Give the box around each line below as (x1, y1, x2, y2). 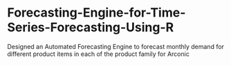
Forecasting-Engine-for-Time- (7, 5, 186, 21)
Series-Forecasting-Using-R (7, 19, 174, 35)
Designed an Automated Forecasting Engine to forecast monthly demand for (7, 42, 225, 50)
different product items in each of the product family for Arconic (7, 50, 190, 58)
